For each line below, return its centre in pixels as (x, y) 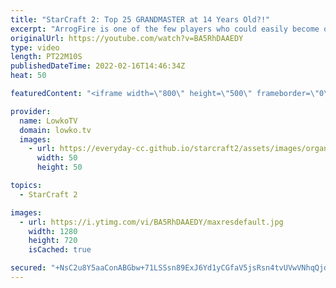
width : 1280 (53, 231)
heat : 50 (28, 76)
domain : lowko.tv (55, 130)
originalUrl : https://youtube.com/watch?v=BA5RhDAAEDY (127, 38)
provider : (31, 111)
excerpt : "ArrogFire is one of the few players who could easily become (165, 29)
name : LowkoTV (48, 121)
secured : (28, 268)
